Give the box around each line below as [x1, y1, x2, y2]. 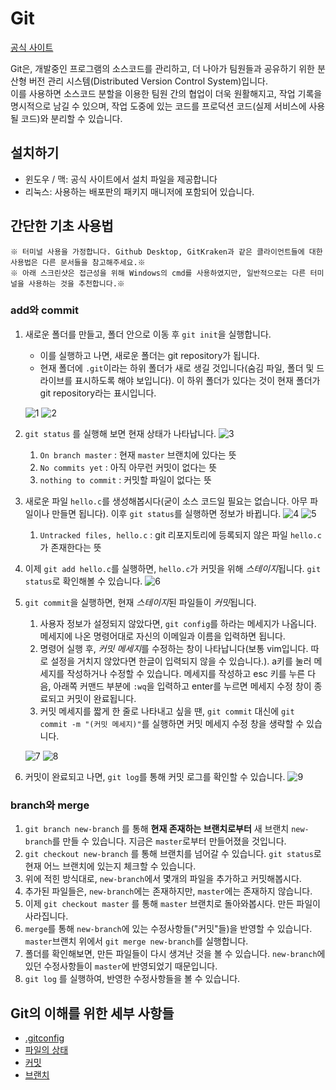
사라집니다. [24, 910, 69, 922]
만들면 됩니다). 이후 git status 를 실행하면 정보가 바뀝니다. [51, 507, 282, 519]
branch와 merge [10, 798, 90, 812]
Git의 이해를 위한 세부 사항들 [10, 1005, 175, 1022]
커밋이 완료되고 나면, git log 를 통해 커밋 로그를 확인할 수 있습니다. [24, 770, 286, 782]
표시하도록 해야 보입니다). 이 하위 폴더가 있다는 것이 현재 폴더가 [74, 374, 321, 386]
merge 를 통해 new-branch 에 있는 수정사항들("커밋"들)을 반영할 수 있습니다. [24, 923, 313, 935]
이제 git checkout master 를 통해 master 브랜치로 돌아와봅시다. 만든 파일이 [24, 898, 321, 910]
